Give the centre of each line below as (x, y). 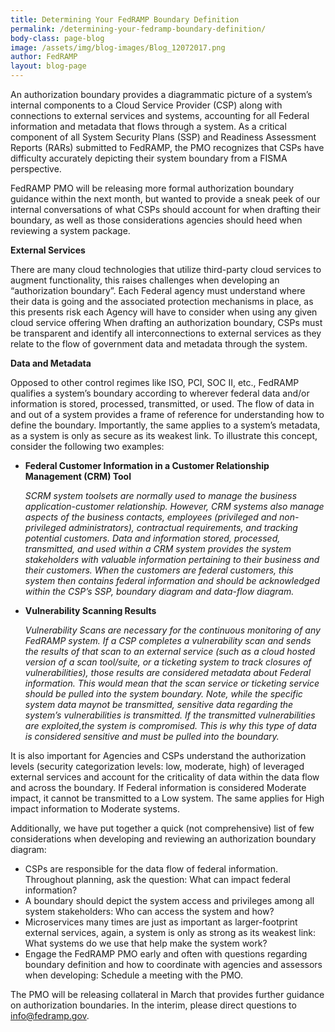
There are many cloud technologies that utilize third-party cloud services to (166, 269)
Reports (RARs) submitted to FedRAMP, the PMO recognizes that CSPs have (167, 147)
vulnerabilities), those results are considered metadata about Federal (168, 672)
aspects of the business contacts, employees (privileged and (151, 517)
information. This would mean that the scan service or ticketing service (172, 683)
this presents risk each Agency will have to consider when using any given (164, 312)
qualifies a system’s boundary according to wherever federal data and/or (160, 393)
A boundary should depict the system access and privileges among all (169, 900)
